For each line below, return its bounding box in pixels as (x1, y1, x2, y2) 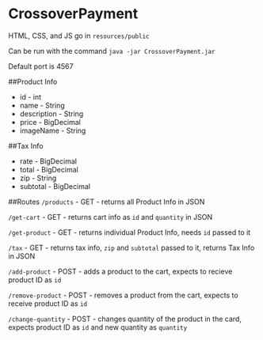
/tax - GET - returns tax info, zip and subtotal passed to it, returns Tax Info (8, 243, 255, 252)
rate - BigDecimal (19, 156, 78, 166)
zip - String (19, 173, 57, 183)
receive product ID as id (8, 298, 88, 308)
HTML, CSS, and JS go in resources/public (8, 31, 150, 40)
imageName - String (19, 126, 86, 135)
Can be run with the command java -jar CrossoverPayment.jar (8, 46, 215, 55)
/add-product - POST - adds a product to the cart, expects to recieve (8, 266, 233, 276)
